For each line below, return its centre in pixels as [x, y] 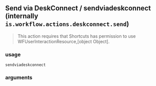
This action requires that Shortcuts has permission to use [76, 36]
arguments [19, 77]
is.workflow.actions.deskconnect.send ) [67, 24]
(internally [22, 16]
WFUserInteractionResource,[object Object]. [63, 41]
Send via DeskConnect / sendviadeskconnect [78, 8]
